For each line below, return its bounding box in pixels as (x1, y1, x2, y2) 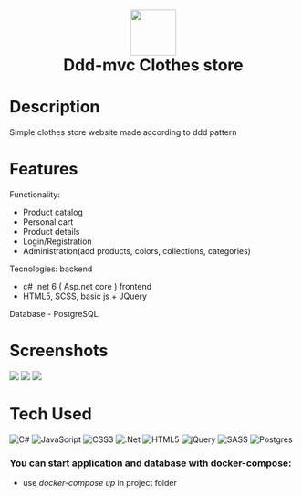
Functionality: (9, 189, 61, 200)
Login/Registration (22, 236, 93, 247)
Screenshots (9, 341, 109, 361)
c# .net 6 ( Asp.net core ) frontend (22, 281, 152, 292)
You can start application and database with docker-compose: (9, 457, 292, 470)
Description (9, 97, 100, 118)
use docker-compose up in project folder (22, 478, 178, 489)
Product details (22, 227, 80, 238)
